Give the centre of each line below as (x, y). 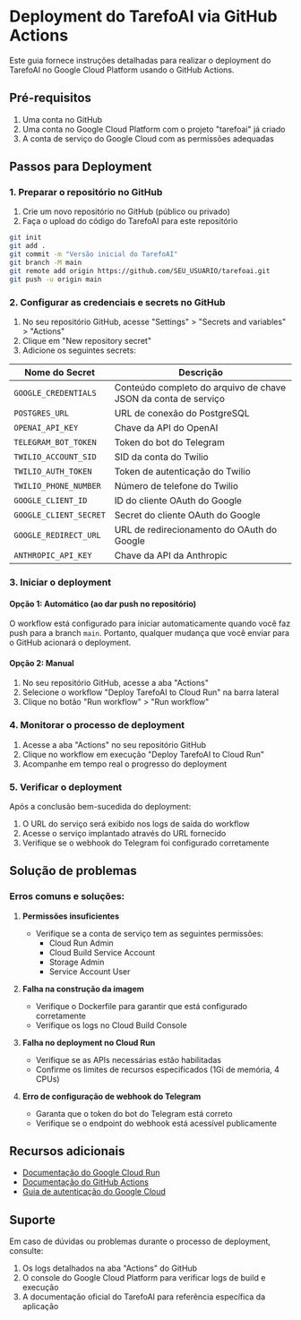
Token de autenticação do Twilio (182, 471)
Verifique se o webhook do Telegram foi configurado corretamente (146, 843)
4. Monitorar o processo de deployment (97, 725)
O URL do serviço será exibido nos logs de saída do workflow (136, 823)
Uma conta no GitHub (62, 119)
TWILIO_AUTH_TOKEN (53, 471)
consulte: (26, 1251)
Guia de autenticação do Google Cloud (94, 1192)
